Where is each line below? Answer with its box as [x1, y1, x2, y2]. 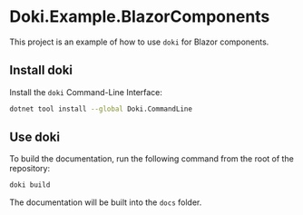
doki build [9, 181, 51, 190]
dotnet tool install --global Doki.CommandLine [9, 104, 193, 113]
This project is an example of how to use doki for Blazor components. [9, 36, 269, 47]
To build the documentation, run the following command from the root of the [9, 153, 295, 164]
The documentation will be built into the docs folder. [9, 197, 202, 208]
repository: [9, 163, 51, 174]
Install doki [9, 63, 73, 78]
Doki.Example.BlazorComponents [9, 6, 270, 27]
